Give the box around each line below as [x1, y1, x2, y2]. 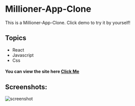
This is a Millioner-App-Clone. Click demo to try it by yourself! [5, 20, 131, 26]
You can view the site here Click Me [5, 69, 80, 75]
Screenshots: [5, 82, 48, 91]
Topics [5, 34, 27, 42]
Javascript [12, 52, 34, 58]
